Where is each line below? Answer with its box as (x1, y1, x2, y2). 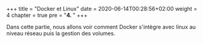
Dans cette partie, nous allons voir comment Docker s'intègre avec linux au (6, 24, 196, 30)
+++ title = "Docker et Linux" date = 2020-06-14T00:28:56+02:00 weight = (6, 5, 197, 12)
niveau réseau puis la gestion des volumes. (6, 30, 115, 37)
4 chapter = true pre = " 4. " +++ (6, 12, 88, 19)
